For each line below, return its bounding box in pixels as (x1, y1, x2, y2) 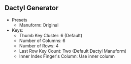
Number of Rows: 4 (19, 43, 59, 48)
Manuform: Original (19, 22, 59, 28)
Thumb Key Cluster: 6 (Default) (19, 32, 83, 38)
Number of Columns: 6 (19, 38, 66, 43)
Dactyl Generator (4, 4, 59, 12)
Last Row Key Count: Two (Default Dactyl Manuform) (19, 48, 127, 54)
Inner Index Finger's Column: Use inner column (19, 53, 115, 59)
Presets (11, 17, 28, 22)
